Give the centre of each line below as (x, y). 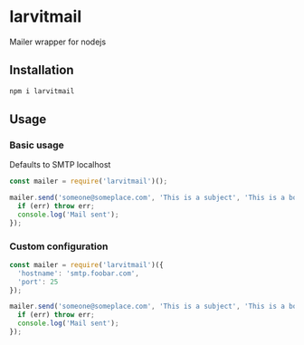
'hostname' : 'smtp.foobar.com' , (79, 273)
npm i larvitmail (42, 91)
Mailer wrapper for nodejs (58, 42)
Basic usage (37, 145)
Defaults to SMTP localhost (60, 165)
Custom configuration (59, 246)
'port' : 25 (38, 282)
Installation (42, 70)
